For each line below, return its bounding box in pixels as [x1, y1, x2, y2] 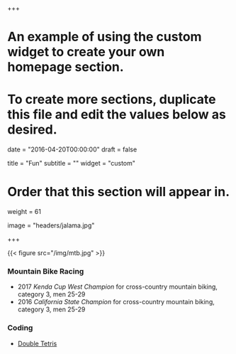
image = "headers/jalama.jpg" [7, 221, 95, 230]
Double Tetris [17, 339, 57, 348]
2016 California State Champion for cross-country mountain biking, [17, 298, 215, 306]
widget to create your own [7, 44, 165, 60]
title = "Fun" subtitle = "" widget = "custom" [7, 159, 136, 168]
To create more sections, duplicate [7, 92, 216, 107]
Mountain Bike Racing [7, 266, 84, 276]
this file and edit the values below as [7, 107, 227, 123]
